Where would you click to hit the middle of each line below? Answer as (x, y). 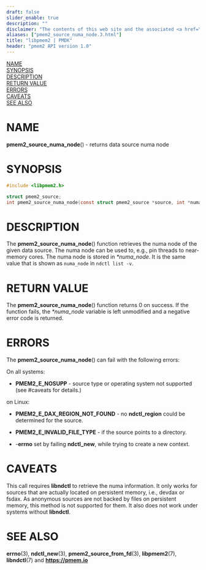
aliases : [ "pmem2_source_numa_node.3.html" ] (64, 35)
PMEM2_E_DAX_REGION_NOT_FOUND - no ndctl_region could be (100, 414)
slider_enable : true (33, 18)
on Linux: (18, 402)
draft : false (23, 12)
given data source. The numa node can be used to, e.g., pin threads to (95, 250)
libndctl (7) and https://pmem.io (47, 560)
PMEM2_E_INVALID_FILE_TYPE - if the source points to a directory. (101, 432)
